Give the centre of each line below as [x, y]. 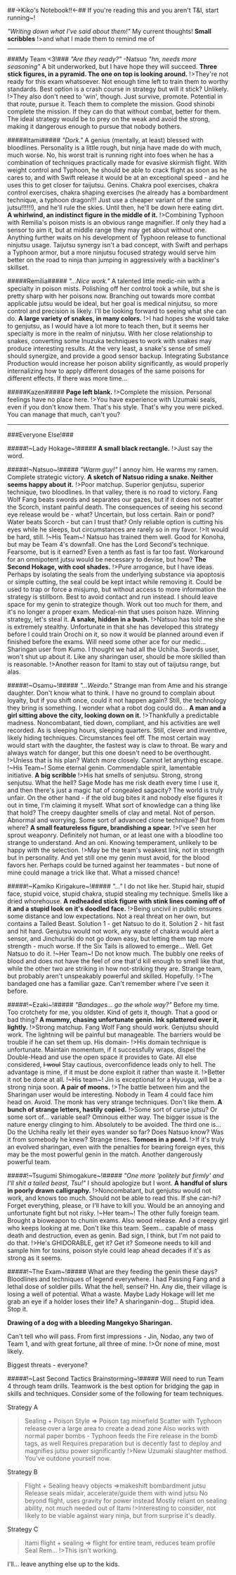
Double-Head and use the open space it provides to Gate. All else [102, 1057]
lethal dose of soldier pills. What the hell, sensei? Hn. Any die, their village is [117, 1286]
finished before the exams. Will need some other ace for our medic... [107, 642]
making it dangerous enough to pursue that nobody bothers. [94, 126]
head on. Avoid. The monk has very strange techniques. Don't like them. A [115, 1102]
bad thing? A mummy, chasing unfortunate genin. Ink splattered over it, [113, 1020]
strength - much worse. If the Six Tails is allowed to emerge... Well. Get [110, 946]
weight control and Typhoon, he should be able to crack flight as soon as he [117, 170]
